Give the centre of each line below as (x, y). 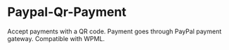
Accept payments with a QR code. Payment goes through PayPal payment (115, 31)
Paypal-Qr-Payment (67, 12)
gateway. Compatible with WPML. (56, 38)
